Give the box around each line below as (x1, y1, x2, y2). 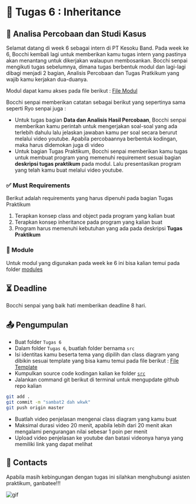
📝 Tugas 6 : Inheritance (6, 5, 121, 19)
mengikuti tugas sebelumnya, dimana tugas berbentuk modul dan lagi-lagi (6, 63, 186, 70)
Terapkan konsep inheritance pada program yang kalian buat (14, 218, 163, 226)
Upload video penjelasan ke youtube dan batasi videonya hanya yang (14, 434, 184, 441)
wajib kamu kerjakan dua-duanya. (6, 76, 88, 83)
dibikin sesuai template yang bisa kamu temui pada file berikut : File (14, 357, 179, 365)
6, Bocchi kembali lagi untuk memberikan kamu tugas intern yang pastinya (6, 51, 187, 58)
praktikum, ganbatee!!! (6, 479, 61, 486)
